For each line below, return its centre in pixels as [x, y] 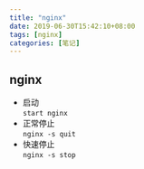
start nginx [45, 114]
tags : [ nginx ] [36, 34]
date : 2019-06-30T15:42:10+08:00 [72, 26]
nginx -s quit [49, 135]
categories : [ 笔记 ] [45, 43]
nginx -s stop [49, 155]
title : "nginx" [38, 18]
